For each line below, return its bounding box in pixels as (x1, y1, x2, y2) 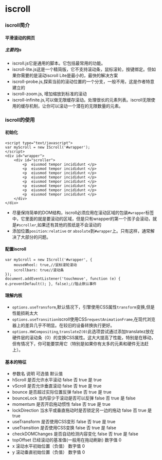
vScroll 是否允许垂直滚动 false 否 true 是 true (12, 383, 102, 389)
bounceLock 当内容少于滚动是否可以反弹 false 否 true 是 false (12, 395, 136, 401)
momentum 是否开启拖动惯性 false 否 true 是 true (12, 401, 111, 407)
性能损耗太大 (12, 310, 38, 316)
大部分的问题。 (20, 234, 51, 240)
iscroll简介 (5, 22, 30, 29)
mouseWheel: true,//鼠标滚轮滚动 (14, 263, 77, 267)
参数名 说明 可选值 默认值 (12, 371, 63, 377)
